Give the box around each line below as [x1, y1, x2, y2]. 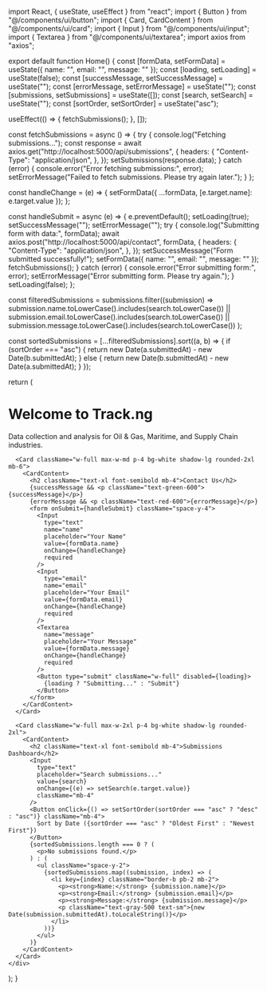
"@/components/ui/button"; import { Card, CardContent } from [8, 15, 214, 25]
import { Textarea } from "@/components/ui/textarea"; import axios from [8, 32, 245, 42]
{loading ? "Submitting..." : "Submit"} [43, 679, 180, 687]
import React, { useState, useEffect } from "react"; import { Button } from [8, 7, 247, 16]
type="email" [43, 574, 88, 582]
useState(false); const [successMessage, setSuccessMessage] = [8, 74, 224, 82]
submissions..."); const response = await [8, 138, 142, 147]
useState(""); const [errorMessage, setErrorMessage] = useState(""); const [8, 82, 257, 91]
